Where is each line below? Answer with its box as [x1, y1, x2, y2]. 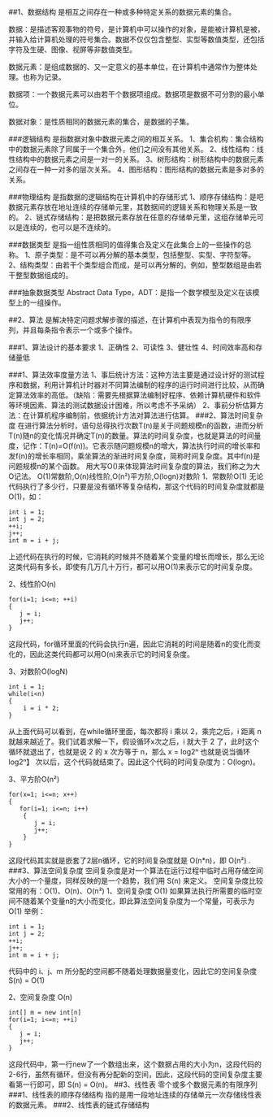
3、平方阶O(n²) [8, 775, 60, 784]
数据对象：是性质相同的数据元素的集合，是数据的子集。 [8, 117, 193, 126]
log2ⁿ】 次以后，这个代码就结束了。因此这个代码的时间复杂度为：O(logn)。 [8, 757, 260, 767]
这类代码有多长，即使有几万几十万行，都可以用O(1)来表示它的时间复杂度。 [8, 562, 258, 572]
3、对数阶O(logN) [8, 667, 68, 676]
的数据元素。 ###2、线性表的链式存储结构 [8, 1100, 150, 1110]
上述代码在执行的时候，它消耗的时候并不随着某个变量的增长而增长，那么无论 [8, 552, 265, 561]
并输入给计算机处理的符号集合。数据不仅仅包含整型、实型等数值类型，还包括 [8, 35, 265, 44]
